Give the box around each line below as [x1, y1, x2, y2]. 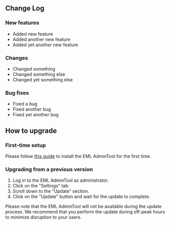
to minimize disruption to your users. [5, 214, 82, 220]
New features [5, 19, 40, 26]
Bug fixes [5, 89, 29, 96]
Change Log [5, 4, 45, 13]
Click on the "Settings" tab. [12, 183, 70, 189]
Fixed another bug [12, 106, 51, 112]
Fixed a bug [12, 101, 38, 107]
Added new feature [12, 30, 53, 37]
